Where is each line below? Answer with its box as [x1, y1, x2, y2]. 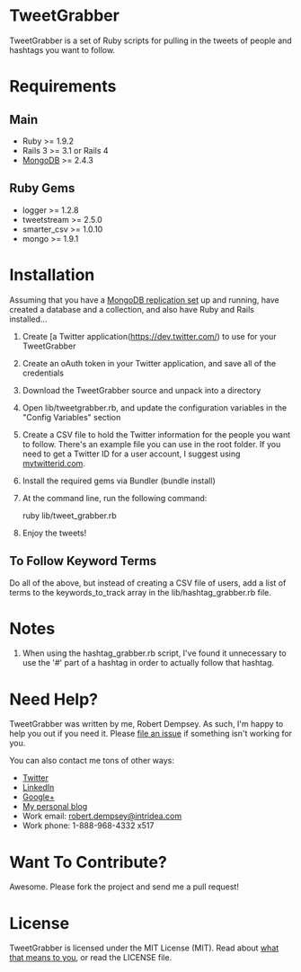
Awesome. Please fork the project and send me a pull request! [9, 881, 240, 892]
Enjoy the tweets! [22, 527, 87, 538]
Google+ [22, 791, 56, 802]
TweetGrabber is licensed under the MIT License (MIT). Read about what [9, 942, 279, 953]
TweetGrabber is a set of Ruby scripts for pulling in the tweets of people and [9, 35, 292, 46]
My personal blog [22, 801, 88, 812]
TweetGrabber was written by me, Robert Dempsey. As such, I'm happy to [9, 719, 284, 729]
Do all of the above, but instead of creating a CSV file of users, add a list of [9, 577, 287, 588]
